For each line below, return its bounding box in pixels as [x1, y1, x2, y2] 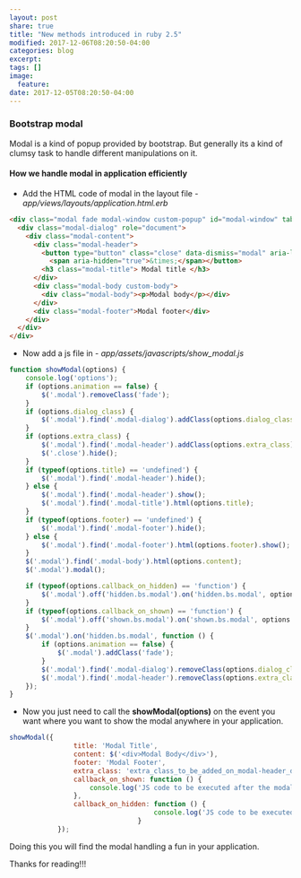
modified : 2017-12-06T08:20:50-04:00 [9, 38, 150, 48]
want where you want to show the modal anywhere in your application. [21, 716, 284, 726]
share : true [9, 22, 54, 30]
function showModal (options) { [9, 365, 126, 375]
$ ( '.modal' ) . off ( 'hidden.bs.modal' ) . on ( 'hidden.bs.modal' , [41, 589, 267, 599]
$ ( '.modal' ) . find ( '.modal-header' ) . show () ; [41, 491, 206, 500]
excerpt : [9, 55, 42, 64]
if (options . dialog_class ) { [25, 407, 134, 416]
